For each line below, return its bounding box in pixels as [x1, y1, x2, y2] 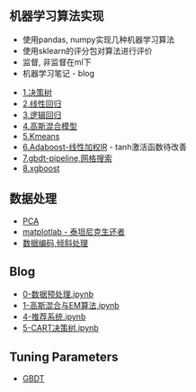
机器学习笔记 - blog [22, 67, 95, 78]
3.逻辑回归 [22, 109, 62, 120]
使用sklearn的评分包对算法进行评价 [22, 45, 153, 56]
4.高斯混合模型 [22, 120, 78, 131]
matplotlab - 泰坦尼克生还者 [22, 226, 126, 236]
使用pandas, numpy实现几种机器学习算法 [22, 34, 175, 45]
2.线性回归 [22, 98, 62, 109]
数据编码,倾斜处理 [22, 237, 88, 248]
